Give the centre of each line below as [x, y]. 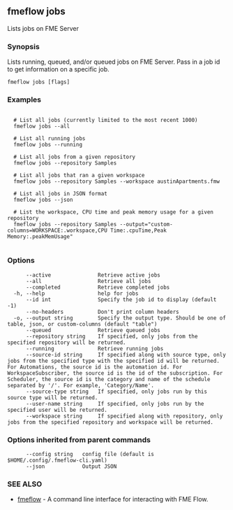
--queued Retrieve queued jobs [93, 330]
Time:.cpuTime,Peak [139, 230]
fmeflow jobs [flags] [39, 82]
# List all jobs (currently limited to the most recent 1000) [106, 120]
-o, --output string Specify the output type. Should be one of [120, 318]
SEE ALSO [25, 484]
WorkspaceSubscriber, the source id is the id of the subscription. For [115, 373]
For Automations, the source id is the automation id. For [95, 367]
